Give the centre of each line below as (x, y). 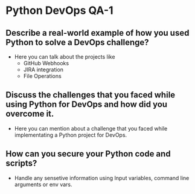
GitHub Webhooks (46, 63)
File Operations (42, 76)
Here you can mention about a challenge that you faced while (91, 128)
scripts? (21, 163)
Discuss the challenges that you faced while (91, 95)
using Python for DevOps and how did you (86, 104)
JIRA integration (43, 70)
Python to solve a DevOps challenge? (77, 42)
